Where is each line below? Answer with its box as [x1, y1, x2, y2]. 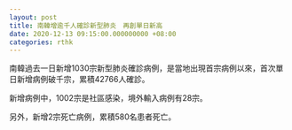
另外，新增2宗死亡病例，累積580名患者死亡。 [9, 111, 177, 122]
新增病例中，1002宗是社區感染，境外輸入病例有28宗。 [9, 93, 209, 103]
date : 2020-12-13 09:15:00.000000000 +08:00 [9, 29, 177, 38]
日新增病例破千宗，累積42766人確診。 [9, 74, 150, 85]
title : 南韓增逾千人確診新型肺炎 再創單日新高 [9, 21, 163, 30]
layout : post [9, 12, 58, 22]
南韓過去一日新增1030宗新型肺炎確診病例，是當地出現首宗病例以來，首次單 [9, 63, 284, 73]
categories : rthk [9, 37, 74, 47]
